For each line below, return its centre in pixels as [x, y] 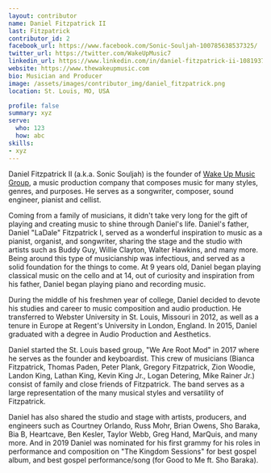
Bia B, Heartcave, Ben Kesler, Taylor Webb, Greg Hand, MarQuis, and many [133, 434]
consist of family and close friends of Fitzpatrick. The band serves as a [126, 384]
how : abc [30, 136]
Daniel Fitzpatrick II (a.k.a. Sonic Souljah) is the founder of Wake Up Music [132, 174]
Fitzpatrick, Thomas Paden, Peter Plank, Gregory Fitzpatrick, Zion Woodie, [132, 367]
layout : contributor [43, 16]
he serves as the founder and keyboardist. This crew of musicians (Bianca [131, 358]
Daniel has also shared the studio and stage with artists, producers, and [128, 416]
